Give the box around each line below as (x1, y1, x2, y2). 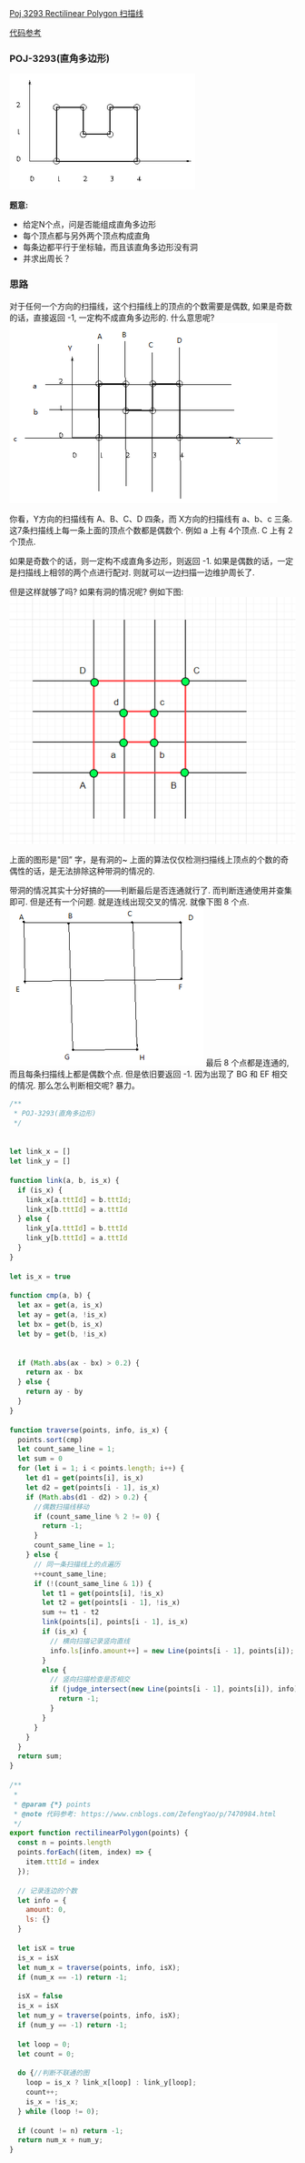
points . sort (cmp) (17, 1435, 84, 1444)
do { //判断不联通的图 (17, 2068, 90, 2077)
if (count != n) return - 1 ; (17, 2126, 124, 2136)
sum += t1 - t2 (42, 1608, 100, 1617)
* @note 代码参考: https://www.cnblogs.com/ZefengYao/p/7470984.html (13, 1809, 277, 1818)
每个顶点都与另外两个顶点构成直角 (22, 230, 151, 241)
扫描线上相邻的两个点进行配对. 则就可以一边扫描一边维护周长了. (16, 567, 256, 578)
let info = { (17, 1895, 67, 1905)
